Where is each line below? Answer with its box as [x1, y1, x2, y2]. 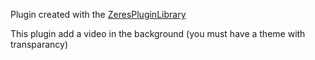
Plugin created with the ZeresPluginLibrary [10, 9, 187, 20]
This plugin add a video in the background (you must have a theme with [10, 28, 306, 39]
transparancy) [10, 39, 69, 50]
